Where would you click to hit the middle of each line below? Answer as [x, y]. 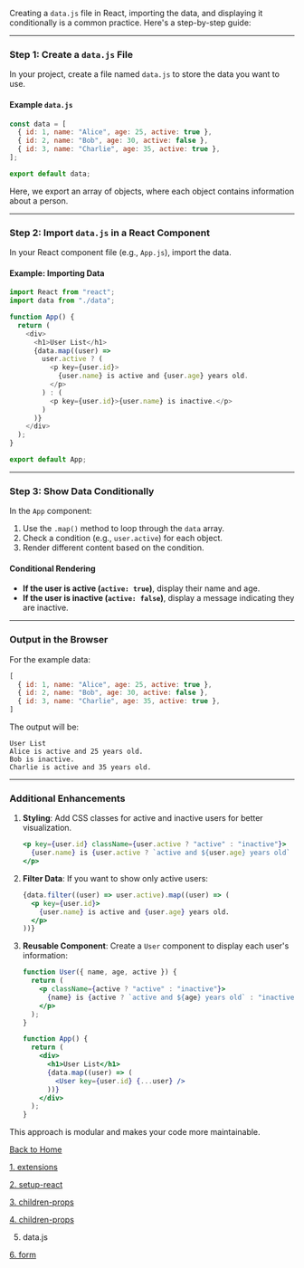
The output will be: [44, 727]
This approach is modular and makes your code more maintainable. [135, 1132]
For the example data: [50, 659]
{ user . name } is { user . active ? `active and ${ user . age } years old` [161, 853]
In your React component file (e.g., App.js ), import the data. [121, 253]
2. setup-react [36, 1185]
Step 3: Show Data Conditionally [82, 491]
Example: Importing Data [57, 273]
